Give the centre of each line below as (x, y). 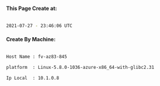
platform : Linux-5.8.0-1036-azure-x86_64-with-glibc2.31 (80, 68)
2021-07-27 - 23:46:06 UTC (39, 26)
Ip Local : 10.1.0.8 (33, 78)
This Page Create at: (32, 8)
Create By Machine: (31, 39)
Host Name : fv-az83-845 (37, 57)
